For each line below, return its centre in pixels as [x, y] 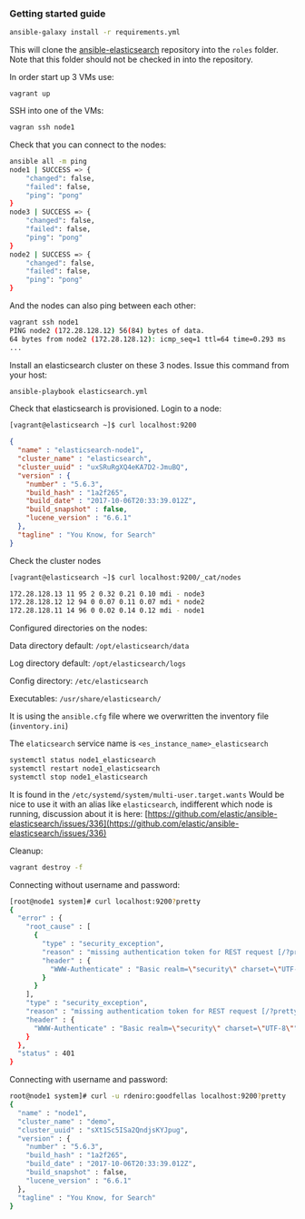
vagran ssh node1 [42, 127]
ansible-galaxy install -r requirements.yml [95, 33]
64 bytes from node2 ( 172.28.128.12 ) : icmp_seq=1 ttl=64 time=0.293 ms [148, 339]
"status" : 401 [46, 1053]
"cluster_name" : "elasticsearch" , [85, 459]
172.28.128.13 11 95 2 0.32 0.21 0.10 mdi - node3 [107, 594]
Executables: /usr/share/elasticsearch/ [85, 699]
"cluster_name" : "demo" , [67, 1122]
